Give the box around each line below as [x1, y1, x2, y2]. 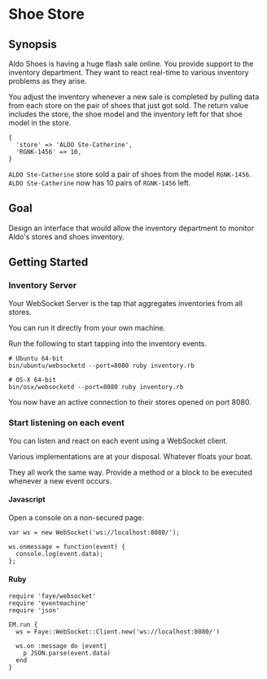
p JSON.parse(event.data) [23, 649, 112, 658]
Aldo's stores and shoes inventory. [8, 231, 125, 241]
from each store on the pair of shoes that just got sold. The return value [8, 101, 249, 110]
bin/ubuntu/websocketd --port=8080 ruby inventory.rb [8, 361, 195, 370]
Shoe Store [8, 5, 85, 24]
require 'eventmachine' [8, 599, 90, 607]
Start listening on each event [8, 417, 125, 428]
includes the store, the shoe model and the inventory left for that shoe [8, 109, 243, 119]
